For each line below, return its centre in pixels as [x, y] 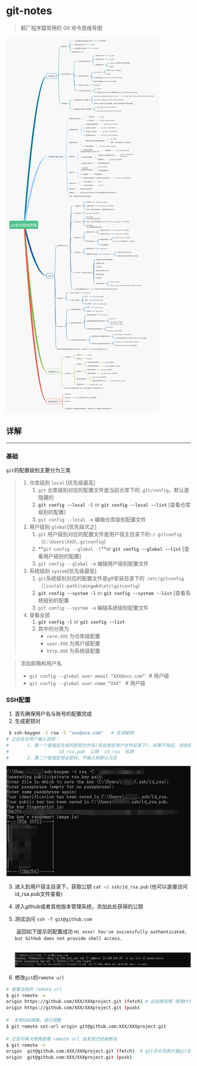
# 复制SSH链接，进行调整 [34, 1020]
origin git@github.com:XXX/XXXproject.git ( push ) [69, 1058]
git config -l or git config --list [81, 622]
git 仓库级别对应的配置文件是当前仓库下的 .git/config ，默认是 [113, 490]
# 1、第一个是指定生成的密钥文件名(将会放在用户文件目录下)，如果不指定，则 [95, 746]
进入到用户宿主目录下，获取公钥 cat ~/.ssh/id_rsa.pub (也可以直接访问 [101, 886]
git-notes [29, 11]
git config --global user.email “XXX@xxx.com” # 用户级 [99, 676]
